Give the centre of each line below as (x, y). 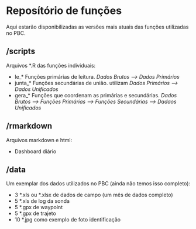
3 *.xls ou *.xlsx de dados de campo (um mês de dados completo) (94, 195)
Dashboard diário (35, 151)
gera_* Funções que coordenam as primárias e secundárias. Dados (96, 95)
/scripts (21, 52)
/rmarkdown (29, 126)
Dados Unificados (36, 89)
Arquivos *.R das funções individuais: (51, 65)
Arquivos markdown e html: (39, 140)
